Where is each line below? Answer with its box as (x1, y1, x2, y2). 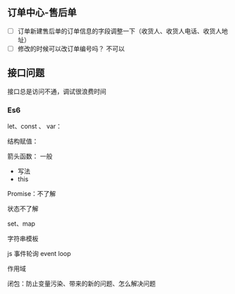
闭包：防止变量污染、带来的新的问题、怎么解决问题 (7, 279, 156, 288)
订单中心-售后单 (7, 6, 77, 19)
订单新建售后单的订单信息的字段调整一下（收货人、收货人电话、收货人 (17, 27, 222, 35)
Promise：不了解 (7, 190, 56, 198)
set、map (7, 219, 35, 228)
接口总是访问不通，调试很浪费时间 (7, 87, 107, 95)
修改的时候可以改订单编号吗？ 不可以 (17, 44, 125, 53)
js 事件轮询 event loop (7, 250, 71, 258)
